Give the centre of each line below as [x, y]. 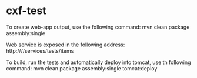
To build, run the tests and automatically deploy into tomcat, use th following [98, 62]
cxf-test [26, 11]
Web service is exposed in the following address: [66, 45]
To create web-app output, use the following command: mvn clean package [98, 27]
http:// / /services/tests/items [40, 50]
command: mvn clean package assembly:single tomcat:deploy [82, 68]
